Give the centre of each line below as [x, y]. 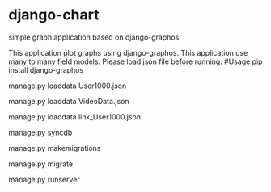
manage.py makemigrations [55, 148]
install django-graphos [46, 69]
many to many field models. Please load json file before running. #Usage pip [135, 61]
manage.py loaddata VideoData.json [69, 101]
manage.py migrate [41, 164]
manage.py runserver [44, 179]
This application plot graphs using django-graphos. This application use [128, 52]
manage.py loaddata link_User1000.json [75, 117]
